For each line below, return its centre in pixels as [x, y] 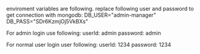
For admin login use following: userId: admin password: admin [84, 33]
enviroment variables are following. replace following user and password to [100, 9]
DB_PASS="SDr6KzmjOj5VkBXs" [47, 21]
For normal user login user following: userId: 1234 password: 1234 [89, 45]
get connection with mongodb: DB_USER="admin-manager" [81, 15]
